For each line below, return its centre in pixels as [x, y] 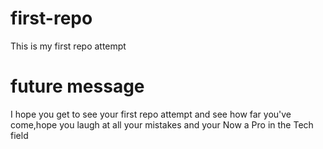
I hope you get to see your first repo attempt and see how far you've [151, 114]
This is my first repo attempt [68, 46]
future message [77, 86]
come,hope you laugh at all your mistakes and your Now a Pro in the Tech [162, 124]
